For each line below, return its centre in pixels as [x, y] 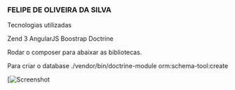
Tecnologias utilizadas [40, 25]
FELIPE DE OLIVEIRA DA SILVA [60, 10]
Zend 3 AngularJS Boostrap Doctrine [60, 39]
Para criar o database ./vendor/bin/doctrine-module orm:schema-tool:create [118, 66]
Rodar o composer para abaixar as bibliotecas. [75, 52]
